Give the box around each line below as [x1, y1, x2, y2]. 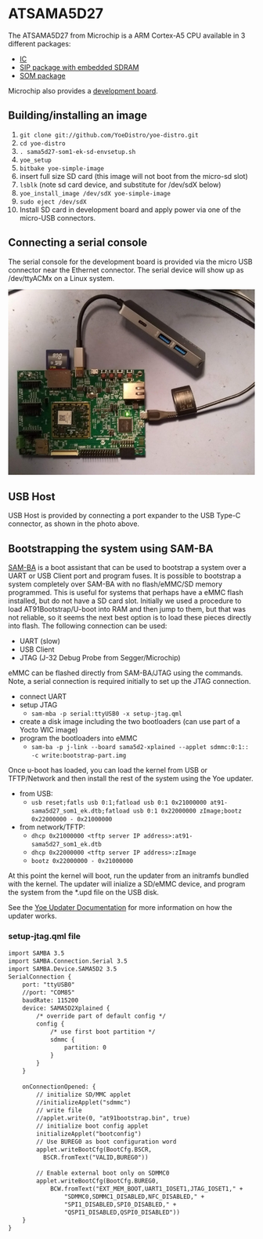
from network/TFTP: [19, 822, 85, 832]
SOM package [19, 71, 66, 80]
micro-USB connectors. [19, 213, 96, 222]
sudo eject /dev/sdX [19, 198, 87, 206]
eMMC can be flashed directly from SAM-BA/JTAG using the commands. [8, 668, 243, 678]
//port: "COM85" [22, 989, 76, 997]
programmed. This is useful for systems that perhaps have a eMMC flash [8, 588, 244, 598]
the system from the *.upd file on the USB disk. [8, 888, 159, 897]
